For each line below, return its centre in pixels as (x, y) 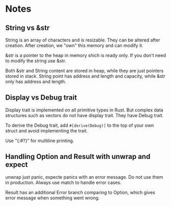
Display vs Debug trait (41, 98)
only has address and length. (36, 82)
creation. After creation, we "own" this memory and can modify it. (75, 45)
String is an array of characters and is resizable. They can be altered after (83, 40)
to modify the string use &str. (36, 61)
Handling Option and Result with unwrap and (78, 157)
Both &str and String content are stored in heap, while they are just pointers (84, 71)
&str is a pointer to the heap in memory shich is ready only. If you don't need (86, 55)
